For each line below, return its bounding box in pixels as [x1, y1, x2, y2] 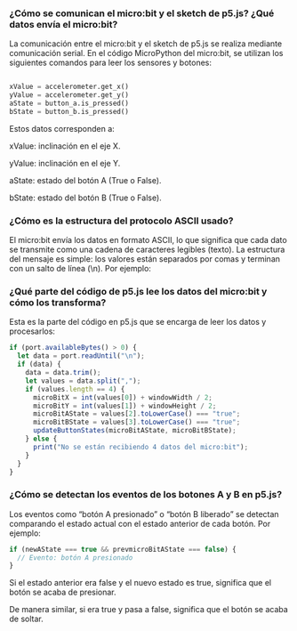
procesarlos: [9, 326, 56, 336]
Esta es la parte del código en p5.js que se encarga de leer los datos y [9, 317, 267, 328]
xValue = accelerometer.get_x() [9, 83, 129, 92]
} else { [25, 434, 58, 443]
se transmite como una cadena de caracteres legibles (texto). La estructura [9, 244, 285, 255]
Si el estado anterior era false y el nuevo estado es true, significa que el [9, 578, 272, 588]
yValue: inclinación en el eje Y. [9, 158, 121, 168]
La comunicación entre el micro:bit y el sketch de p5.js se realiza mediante [9, 38, 283, 49]
